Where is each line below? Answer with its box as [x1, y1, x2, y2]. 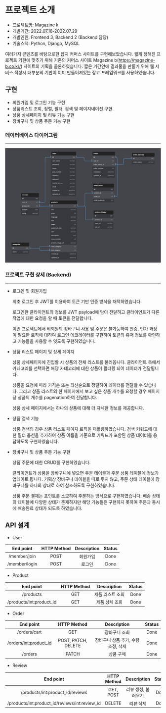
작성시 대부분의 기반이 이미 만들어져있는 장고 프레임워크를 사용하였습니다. [14, 69, 156, 75]
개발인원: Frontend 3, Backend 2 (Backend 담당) [12, 34, 109, 40]
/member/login [7, 561, 38, 567]
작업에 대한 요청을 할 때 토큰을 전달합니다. [12, 315, 93, 321]
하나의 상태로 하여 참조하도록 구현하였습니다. [29, 482, 116, 488]
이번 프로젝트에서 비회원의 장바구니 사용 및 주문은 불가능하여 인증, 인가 [12, 325, 148, 332]
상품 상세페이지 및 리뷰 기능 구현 [12, 112, 75, 118]
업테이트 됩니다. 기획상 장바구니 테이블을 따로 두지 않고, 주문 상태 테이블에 [12, 476, 155, 482]
